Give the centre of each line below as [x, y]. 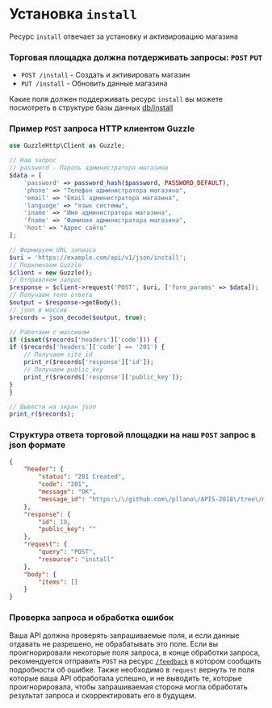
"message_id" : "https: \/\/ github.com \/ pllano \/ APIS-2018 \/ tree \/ [151, 499]
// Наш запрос [33, 161]
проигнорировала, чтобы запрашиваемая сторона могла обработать [129, 686]
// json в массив [38, 310]
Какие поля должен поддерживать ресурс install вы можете [116, 99]
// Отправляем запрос [46, 280]
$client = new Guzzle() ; [51, 272]
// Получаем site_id [58, 355]
